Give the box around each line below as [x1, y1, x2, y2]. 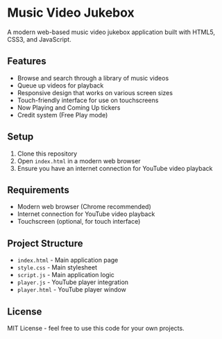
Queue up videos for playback [17, 81, 104, 90]
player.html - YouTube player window [17, 286, 127, 294]
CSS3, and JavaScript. [7, 35, 71, 43]
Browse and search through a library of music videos [17, 74, 169, 82]
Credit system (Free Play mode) [17, 110, 108, 119]
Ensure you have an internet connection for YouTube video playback [17, 164, 213, 172]
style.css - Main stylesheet [17, 263, 97, 272]
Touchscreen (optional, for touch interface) [17, 217, 141, 226]
